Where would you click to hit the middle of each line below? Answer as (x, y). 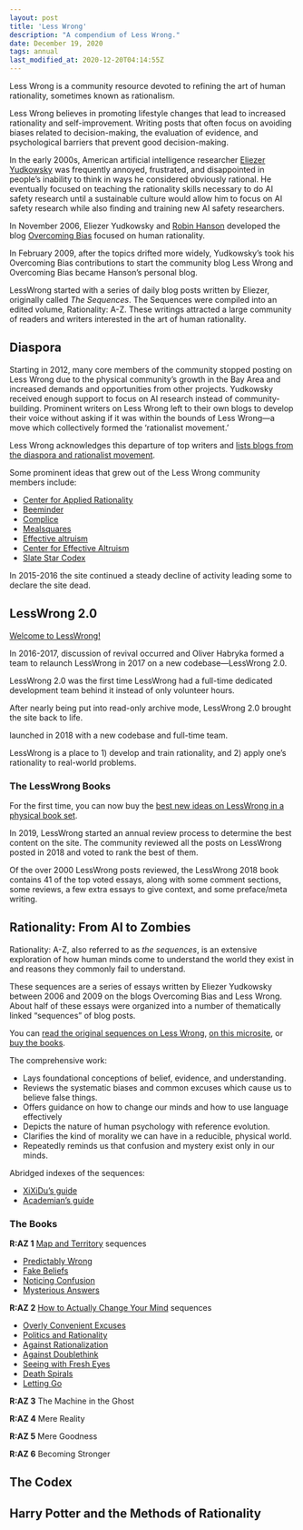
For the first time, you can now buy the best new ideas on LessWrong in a (147, 805)
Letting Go (42, 1384)
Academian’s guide (58, 1200)
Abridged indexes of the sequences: (77, 1173)
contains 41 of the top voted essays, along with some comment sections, (146, 880)
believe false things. (60, 1097)
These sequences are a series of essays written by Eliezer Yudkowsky (141, 986)
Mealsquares (47, 528)
